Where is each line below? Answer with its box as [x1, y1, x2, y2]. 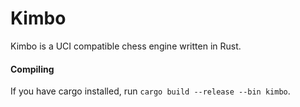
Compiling [10, 63, 55, 75]
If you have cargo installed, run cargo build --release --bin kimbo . [10, 85, 291, 97]
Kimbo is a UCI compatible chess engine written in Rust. [10, 40, 242, 52]
